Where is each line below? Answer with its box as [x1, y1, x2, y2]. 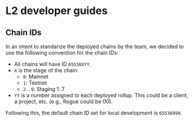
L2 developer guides [5, 4, 108, 18]
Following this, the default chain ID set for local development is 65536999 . [5, 110, 182, 116]
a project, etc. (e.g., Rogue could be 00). [14, 98, 113, 105]
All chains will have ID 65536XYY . [14, 60, 91, 67]
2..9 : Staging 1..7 [22, 86, 65, 92]
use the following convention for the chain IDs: [5, 49, 119, 56]
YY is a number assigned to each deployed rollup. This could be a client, [14, 92, 189, 99]
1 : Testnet [22, 79, 47, 86]
